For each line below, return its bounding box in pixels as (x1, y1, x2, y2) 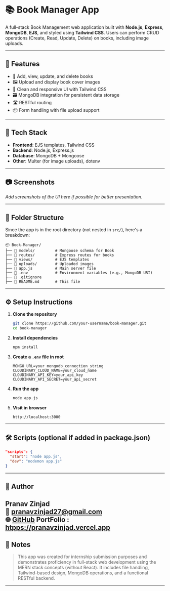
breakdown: (5, 232, 30, 238)
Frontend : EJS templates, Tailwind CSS (12, 142, 95, 148)
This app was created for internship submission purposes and (17, 554, 147, 560)
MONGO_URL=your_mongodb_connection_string (12, 363, 104, 368)
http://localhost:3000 (12, 414, 61, 419)
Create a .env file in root (12, 354, 64, 360)
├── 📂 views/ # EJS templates (5, 257, 90, 262)
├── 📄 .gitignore (5, 275, 42, 280)
